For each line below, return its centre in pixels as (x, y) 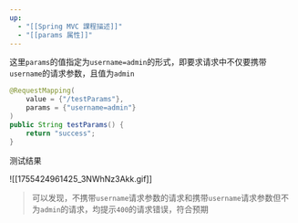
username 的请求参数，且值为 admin (72, 73)
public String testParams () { (67, 124)
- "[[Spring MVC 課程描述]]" (70, 27)
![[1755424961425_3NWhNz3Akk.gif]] (81, 178)
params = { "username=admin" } (81, 108)
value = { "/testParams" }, (75, 100)
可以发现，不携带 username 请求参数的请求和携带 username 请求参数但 (156, 197)
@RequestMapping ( (42, 91)
